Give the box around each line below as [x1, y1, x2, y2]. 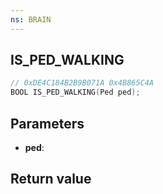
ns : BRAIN [10, 14, 52, 25]
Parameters [10, 115, 85, 132]
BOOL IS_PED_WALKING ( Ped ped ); [10, 87, 141, 98]
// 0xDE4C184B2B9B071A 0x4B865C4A [10, 78, 155, 88]
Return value [10, 171, 92, 188]
